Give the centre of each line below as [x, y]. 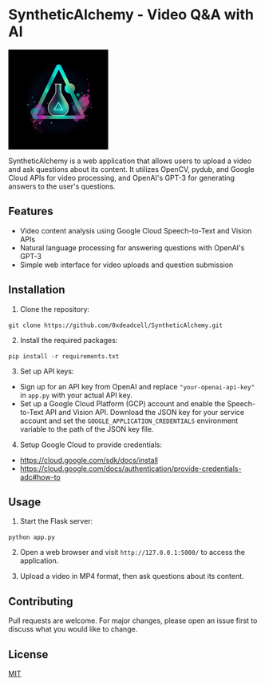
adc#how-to [40, 477]
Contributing [41, 601]
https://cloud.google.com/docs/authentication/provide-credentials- [131, 469]
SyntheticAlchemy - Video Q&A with [131, 15]
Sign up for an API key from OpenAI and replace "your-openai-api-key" [137, 386]
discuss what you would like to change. [73, 629]
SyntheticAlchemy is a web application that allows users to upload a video [130, 161]
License [28, 654]
